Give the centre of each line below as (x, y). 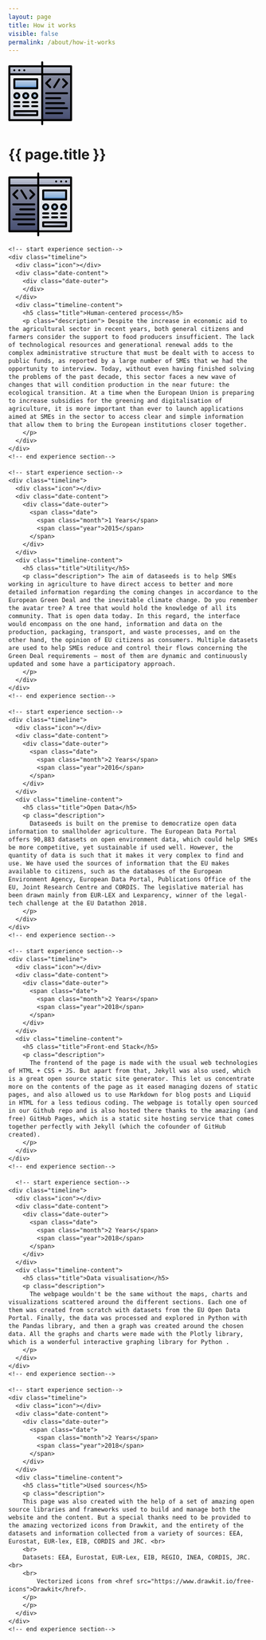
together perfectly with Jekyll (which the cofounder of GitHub (117, 1127)
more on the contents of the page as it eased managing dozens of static (133, 1087)
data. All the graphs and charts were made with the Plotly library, (126, 1334)
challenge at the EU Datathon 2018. (87, 904)
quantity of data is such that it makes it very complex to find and (126, 856)
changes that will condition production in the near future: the (119, 385)
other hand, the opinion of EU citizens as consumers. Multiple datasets (133, 641)
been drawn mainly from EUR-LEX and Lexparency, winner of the (115, 896)
